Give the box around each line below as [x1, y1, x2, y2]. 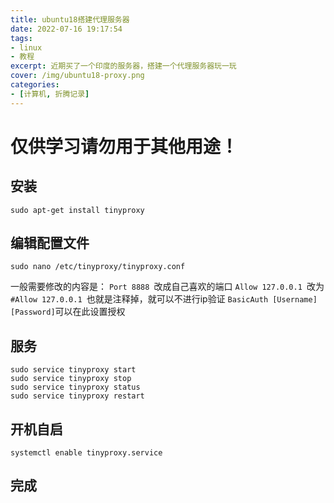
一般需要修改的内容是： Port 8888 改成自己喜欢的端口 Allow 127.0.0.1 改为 [10, 281, 325, 293]
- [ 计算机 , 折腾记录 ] [10, 89, 90, 99]
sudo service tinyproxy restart [10, 391, 145, 401]
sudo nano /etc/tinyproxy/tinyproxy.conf [10, 262, 186, 272]
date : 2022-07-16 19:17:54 [10, 24, 123, 34]
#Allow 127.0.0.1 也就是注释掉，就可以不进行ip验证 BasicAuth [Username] [10, 293, 318, 305]
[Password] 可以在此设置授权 [10, 306, 126, 318]
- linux [10, 42, 43, 53]
